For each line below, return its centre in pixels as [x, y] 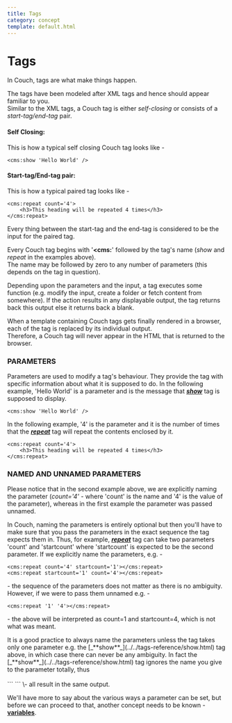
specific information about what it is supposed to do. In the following [105, 384]
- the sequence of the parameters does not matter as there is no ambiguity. [115, 586]
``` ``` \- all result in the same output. [59, 684]
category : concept [34, 20]
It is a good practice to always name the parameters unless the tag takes [111, 640]
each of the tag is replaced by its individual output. [80, 328]
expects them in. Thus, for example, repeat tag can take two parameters [111, 539]
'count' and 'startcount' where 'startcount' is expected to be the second [110, 547]
